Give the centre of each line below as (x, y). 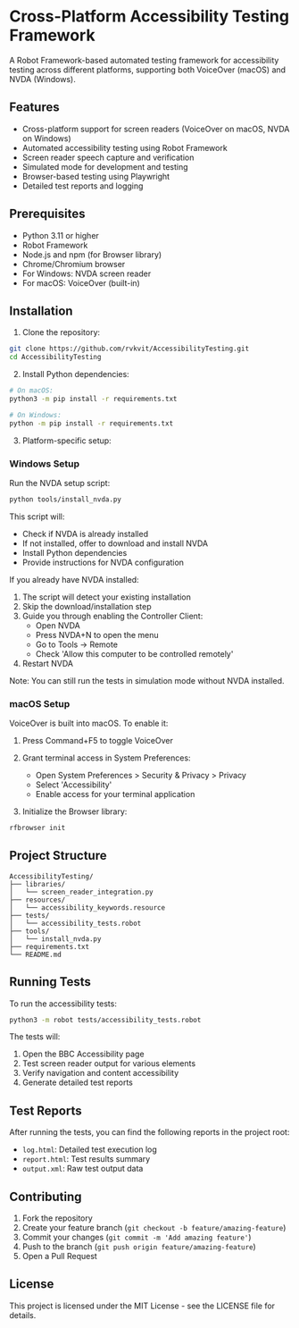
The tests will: (35, 1037)
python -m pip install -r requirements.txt (91, 423)
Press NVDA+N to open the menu (97, 635)
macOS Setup (40, 703)
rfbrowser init (37, 828)
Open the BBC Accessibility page (83, 1054)
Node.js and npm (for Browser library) (92, 254)
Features (34, 108)
